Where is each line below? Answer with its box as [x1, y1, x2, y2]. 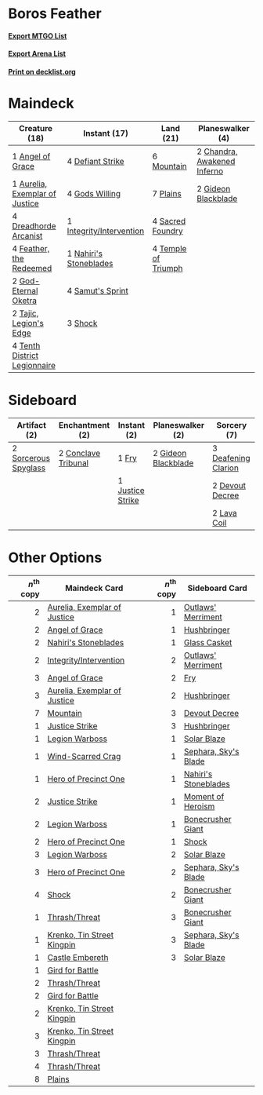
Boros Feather [8, 5, 102, 23]
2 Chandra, [196, 146, 238, 157]
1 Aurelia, [12, 178, 48, 189]
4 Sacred [152, 215, 186, 226]
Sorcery [216, 419, 247, 430]
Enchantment [58, 419, 110, 430]
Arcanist [12, 230, 43, 241]
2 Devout [212, 480, 247, 491]
